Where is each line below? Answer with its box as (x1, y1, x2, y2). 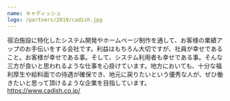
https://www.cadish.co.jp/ (7, 86, 80, 94)
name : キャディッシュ (7, 10, 62, 17)
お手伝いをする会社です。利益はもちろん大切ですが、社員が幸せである (25, 44, 223, 53)
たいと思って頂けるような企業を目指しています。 (12, 78, 151, 87)
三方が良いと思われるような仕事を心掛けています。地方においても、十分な (7, 61, 216, 70)
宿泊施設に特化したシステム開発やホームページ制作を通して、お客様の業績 (7, 35, 217, 44)
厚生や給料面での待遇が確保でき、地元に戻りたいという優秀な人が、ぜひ (12, 70, 218, 78)
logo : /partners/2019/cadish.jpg (7, 16, 103, 23)
